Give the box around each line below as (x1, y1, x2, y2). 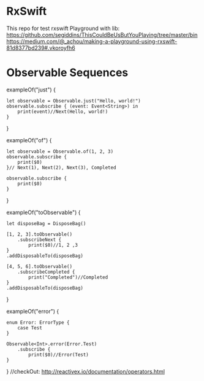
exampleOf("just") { (6, 86, 56, 93)
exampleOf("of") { (6, 136, 52, 144)
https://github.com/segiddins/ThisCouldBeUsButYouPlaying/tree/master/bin (6, 31, 198, 38)
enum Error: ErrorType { (6, 319, 70, 326)
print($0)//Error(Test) (28, 352, 89, 358)
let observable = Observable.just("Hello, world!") (6, 98, 141, 104)
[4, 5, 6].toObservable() (6, 263, 72, 269)
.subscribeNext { (17, 236, 62, 243)
